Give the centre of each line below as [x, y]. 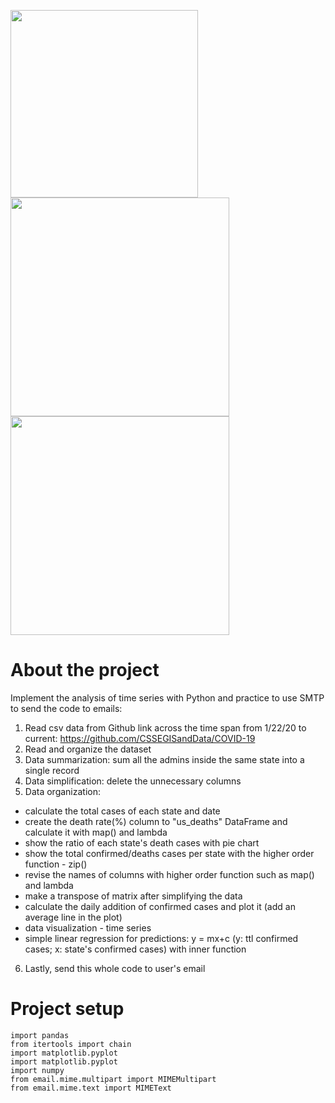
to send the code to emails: [66, 708]
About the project [85, 670]
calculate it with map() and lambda [96, 832]
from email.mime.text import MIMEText [91, 1088]
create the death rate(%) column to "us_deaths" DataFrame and [156, 821]
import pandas [40, 1035]
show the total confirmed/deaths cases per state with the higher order [169, 853]
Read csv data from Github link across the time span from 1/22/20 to [165, 727]
